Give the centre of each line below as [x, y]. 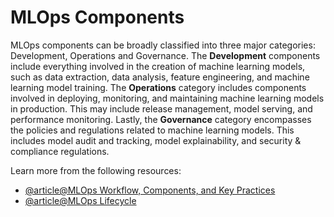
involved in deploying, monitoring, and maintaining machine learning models [167, 98]
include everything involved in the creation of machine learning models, [158, 66]
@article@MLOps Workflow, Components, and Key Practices [150, 190]
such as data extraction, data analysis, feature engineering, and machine [160, 77]
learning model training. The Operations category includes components [158, 87]
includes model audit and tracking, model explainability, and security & [156, 140]
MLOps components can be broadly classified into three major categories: [163, 45]
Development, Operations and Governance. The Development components [165, 55]
